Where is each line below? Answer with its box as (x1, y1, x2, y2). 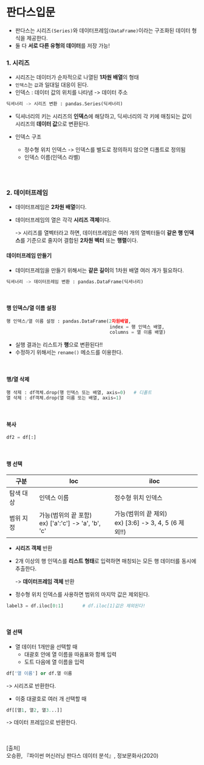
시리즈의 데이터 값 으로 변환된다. (15, 120, 90, 127)
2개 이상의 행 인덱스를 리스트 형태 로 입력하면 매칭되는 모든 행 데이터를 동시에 (15, 557, 197, 565)
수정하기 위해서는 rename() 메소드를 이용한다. (15, 348, 123, 356)
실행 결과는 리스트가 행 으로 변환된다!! (15, 341, 103, 348)
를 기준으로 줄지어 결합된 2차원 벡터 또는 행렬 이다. (20, 237, 138, 244)
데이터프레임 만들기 (6, 252, 52, 259)
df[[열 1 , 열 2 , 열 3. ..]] (6, 707, 63, 713)
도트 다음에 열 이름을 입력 (24, 658, 85, 665)
